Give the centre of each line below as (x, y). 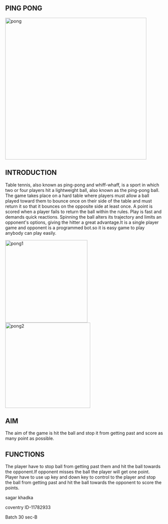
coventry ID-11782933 (28, 507)
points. (12, 488)
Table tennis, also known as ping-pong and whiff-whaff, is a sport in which (82, 185)
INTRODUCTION (31, 173)
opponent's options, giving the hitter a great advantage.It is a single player (82, 222)
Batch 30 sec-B (21, 517)
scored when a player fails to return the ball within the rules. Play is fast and (83, 212)
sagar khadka (19, 498)
